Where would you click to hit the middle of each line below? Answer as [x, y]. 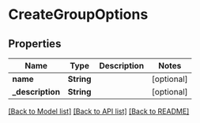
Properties [35, 44]
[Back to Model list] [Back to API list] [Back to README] [99, 111]
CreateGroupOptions [78, 15]
